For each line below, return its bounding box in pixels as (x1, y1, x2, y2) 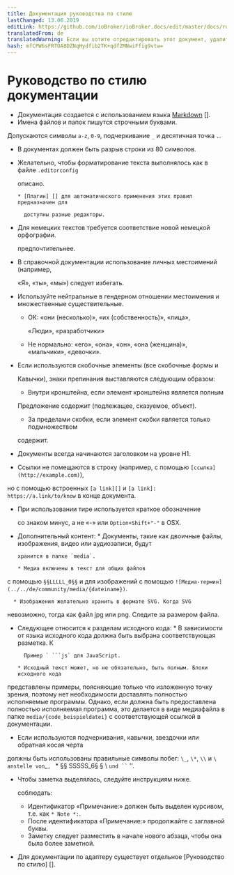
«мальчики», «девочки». (27, 347, 102, 356)
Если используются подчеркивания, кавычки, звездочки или (17, 733, 199, 741)
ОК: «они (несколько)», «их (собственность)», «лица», (27, 313, 191, 321)
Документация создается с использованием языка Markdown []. (17, 110, 211, 119)
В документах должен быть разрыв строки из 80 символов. (17, 144, 196, 153)
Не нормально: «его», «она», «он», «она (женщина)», (27, 340, 188, 349)
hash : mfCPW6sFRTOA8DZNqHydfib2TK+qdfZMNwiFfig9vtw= (7, 43, 164, 50)
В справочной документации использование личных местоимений (17, 257, 218, 266)
